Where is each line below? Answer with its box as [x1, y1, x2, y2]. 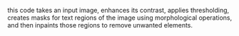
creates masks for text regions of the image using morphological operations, [7, 13, 233, 22]
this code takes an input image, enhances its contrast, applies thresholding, [7, 6, 230, 14]
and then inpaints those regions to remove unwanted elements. [7, 21, 193, 29]
